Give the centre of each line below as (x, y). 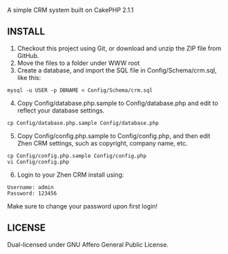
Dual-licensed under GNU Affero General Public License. (88, 244)
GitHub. (28, 55)
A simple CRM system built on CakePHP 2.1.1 (70, 10)
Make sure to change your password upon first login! (82, 206)
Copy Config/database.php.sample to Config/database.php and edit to (118, 103)
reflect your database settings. (61, 110)
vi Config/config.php (38, 162)
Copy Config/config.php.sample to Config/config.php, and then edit (114, 136)
